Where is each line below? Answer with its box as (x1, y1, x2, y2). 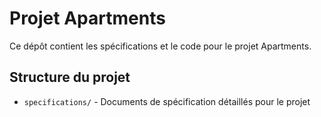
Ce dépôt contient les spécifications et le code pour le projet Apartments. (9, 40, 312, 52)
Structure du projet (9, 69, 131, 86)
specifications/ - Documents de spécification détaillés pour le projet (23, 95, 311, 107)
